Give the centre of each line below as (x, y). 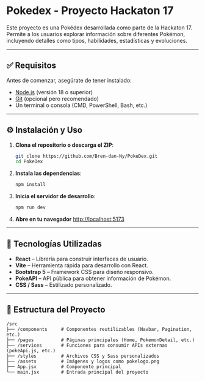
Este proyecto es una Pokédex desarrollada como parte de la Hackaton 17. (99, 28)
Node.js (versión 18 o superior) (54, 92)
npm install (30, 185)
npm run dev (30, 208)
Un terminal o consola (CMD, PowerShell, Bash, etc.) (81, 105)
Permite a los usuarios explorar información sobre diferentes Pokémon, (96, 34)
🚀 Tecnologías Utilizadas (54, 244)
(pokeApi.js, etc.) (31, 350)
